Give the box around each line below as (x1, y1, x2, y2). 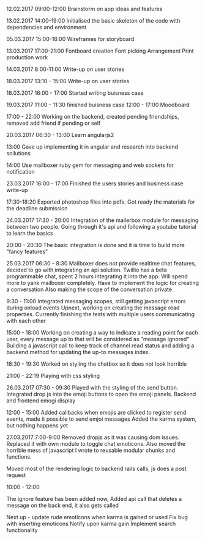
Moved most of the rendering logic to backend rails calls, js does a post (6, 465, 187, 472)
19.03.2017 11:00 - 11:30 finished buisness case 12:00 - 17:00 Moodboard (6, 101, 190, 108)
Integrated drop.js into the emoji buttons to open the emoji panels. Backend (6, 391, 196, 398)
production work (6, 54, 48, 61)
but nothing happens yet (6, 422, 69, 429)
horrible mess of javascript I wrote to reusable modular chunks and (6, 446, 176, 454)
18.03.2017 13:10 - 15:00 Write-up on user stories (6, 78, 130, 84)
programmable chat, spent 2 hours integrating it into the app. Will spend (6, 273, 188, 280)
